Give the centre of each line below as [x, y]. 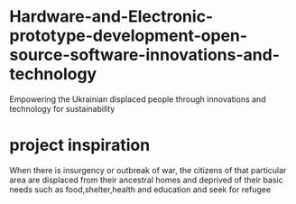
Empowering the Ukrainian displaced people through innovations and [138, 99]
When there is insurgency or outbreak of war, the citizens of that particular [148, 170]
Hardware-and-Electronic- [111, 17]
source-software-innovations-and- [144, 55]
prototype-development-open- [129, 36]
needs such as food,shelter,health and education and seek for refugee [140, 189]
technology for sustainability [62, 108]
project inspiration [80, 145]
